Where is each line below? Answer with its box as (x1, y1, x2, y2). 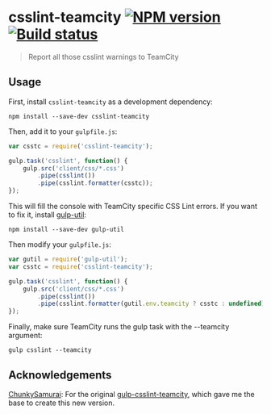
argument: (8, 331, 43, 341)
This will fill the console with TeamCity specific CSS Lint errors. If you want (8, 202, 258, 211)
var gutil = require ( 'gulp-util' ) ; (8, 255, 128, 263)
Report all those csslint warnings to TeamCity (27, 52, 179, 61)
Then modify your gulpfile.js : (8, 240, 111, 249)
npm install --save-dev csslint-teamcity (8, 112, 150, 120)
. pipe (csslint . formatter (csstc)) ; (37, 179, 153, 187)
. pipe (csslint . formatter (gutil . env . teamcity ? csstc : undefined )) (37, 299, 269, 308)
